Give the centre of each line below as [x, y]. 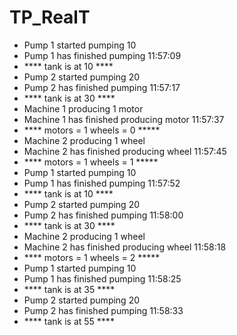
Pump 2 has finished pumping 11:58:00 [103, 215]
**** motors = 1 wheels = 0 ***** [92, 130]
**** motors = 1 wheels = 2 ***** [92, 257]
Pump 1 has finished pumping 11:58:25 [102, 278]
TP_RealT [50, 17]
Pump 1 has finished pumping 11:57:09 [102, 55]
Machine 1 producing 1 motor [83, 108]
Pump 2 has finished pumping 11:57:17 [102, 87]
